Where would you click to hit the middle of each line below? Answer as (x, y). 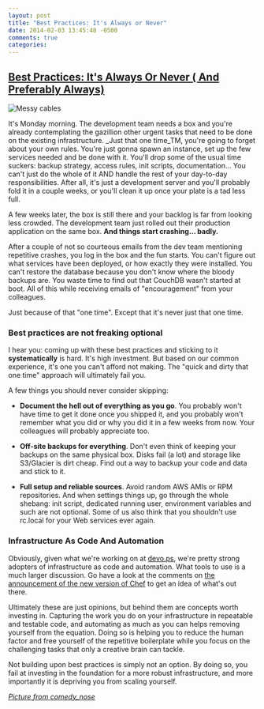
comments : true (33, 38)
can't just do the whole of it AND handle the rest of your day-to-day (118, 174)
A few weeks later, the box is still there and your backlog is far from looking (130, 214)
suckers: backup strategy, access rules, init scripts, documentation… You (127, 165)
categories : (28, 45)
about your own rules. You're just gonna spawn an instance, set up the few (130, 149)
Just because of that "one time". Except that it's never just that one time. (126, 312)
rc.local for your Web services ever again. (87, 520)
